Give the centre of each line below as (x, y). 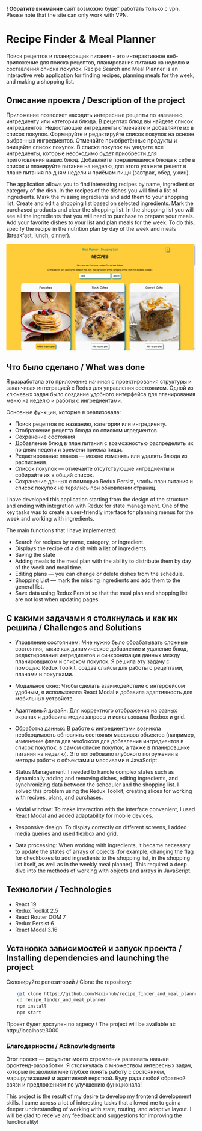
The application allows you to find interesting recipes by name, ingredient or (100, 184)
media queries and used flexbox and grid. (66, 833)
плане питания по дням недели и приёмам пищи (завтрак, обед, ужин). (98, 172)
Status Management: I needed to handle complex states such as (94, 771)
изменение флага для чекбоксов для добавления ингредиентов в (99, 741)
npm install (32, 1007)
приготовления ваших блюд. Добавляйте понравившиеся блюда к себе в (101, 159)
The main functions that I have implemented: (62, 530)
